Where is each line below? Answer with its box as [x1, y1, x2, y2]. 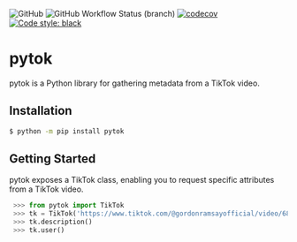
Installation [9, 103, 72, 118]
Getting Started [9, 151, 96, 167]
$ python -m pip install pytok [9, 126, 125, 136]
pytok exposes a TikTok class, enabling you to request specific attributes [9, 175, 275, 185]
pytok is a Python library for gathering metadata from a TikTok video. [9, 78, 261, 88]
